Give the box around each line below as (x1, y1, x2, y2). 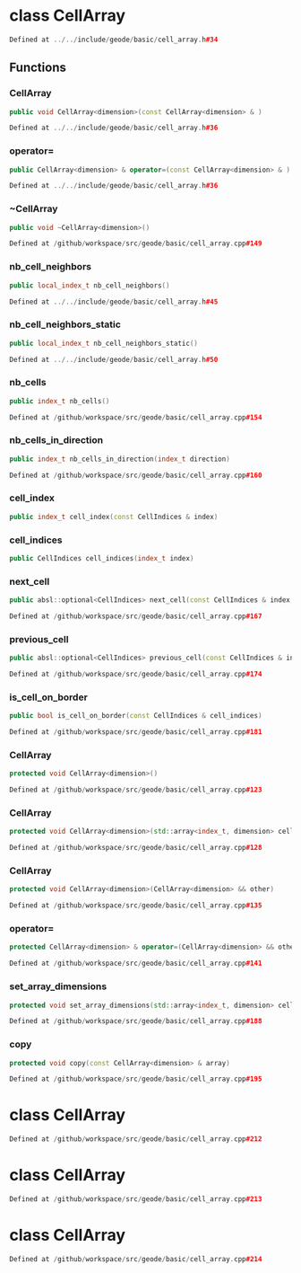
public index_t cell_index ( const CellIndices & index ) (9, 512, 219, 521)
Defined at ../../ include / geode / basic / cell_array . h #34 (9, 35, 219, 44)
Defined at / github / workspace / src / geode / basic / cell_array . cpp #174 (9, 670, 262, 679)
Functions (9, 60, 67, 75)
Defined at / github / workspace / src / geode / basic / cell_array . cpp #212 (9, 1135, 262, 1144)
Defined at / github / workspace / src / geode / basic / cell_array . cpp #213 (9, 1195, 262, 1204)
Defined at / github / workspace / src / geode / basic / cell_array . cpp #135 (9, 901, 262, 910)
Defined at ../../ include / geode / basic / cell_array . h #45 (9, 297, 219, 306)
